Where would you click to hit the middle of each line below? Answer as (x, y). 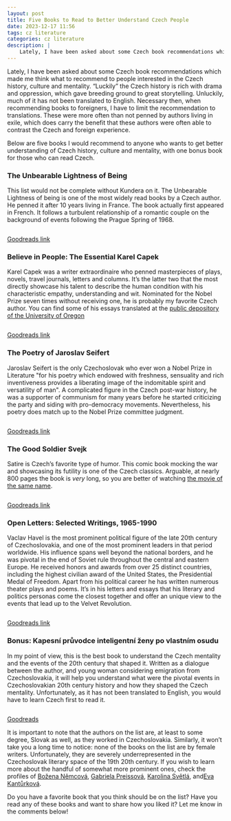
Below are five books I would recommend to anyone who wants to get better (115, 143)
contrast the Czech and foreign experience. (69, 130)
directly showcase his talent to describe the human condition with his (105, 287)
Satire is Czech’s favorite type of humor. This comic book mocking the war (112, 464)
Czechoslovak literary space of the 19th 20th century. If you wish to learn (111, 761)
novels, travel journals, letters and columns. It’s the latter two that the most (113, 279)
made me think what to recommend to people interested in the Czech (105, 78)
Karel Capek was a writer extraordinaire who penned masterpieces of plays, (114, 272)
